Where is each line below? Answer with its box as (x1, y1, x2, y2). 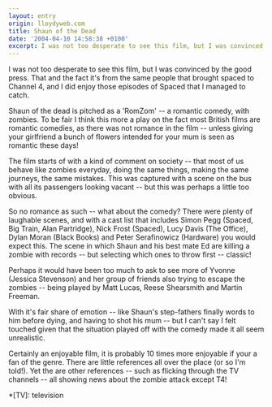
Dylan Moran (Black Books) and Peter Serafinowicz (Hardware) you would (8, 232, 256, 242)
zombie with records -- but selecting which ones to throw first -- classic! (8, 249, 252, 260)
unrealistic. (8, 333, 45, 343)
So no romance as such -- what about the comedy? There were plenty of (8, 206, 253, 216)
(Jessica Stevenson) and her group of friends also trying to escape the (8, 274, 245, 284)
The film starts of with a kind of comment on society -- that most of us (8, 156, 244, 167)
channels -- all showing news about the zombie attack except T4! (8, 375, 227, 384)
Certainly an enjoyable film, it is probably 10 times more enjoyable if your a (8, 349, 257, 358)
